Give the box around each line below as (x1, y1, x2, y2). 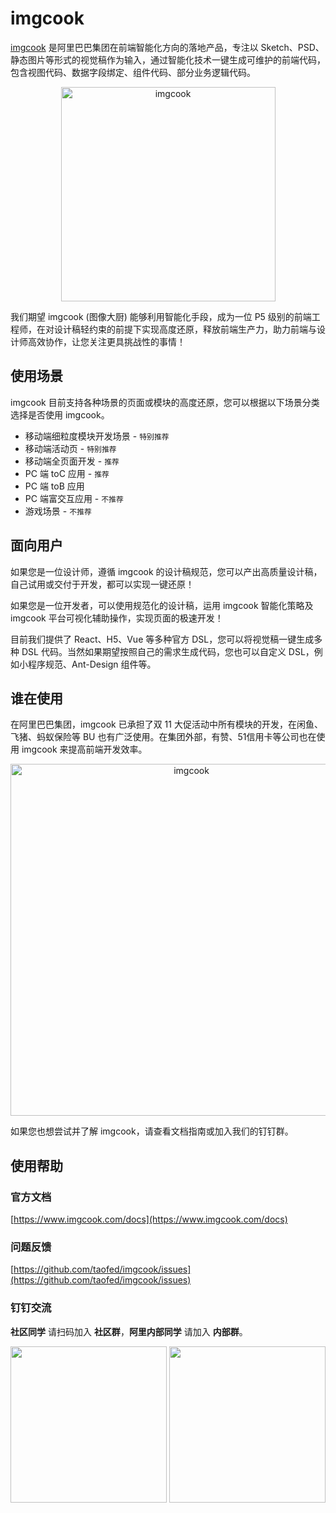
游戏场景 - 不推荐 (24, 505, 92, 517)
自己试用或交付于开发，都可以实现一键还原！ (10, 578, 195, 590)
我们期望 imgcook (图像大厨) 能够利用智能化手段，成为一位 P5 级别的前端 (10, 310, 312, 322)
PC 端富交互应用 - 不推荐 (24, 492, 124, 504)
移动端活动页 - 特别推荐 (24, 442, 117, 454)
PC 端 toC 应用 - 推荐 (24, 467, 110, 479)
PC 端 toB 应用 (24, 480, 85, 492)
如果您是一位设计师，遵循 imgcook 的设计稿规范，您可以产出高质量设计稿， (10, 565, 323, 577)
